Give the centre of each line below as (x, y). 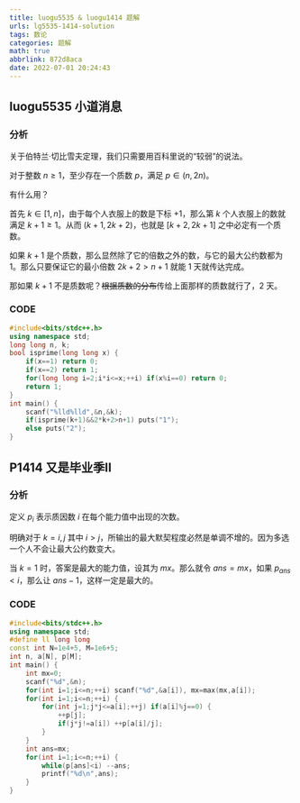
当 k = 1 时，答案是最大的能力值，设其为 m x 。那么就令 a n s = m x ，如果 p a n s (150, 569)
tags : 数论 (28, 34)
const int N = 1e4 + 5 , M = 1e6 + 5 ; (64, 648)
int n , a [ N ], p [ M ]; (46, 657)
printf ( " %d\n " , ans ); (80, 774)
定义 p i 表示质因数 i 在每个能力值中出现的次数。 (97, 517)
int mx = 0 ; (44, 673)
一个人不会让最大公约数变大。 (64, 548)
